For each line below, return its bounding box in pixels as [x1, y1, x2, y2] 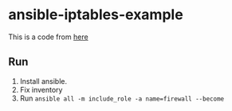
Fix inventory [19, 85, 63, 94]
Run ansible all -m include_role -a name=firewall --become [19, 93, 225, 103]
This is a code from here [8, 32, 89, 42]
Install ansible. [19, 76, 68, 85]
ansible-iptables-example [8, 6, 183, 24]
